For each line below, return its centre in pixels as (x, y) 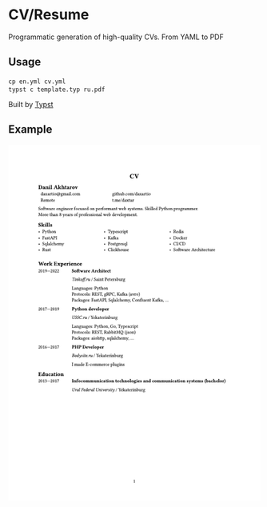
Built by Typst (31, 104)
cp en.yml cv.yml (37, 82)
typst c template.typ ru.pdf (57, 90)
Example (30, 130)
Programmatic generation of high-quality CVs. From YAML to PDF (116, 37)
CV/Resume (49, 15)
